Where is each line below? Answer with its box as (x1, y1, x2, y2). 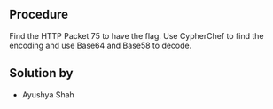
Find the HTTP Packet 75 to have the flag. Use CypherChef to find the (9, 30, 264, 41)
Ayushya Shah (21, 89, 75, 100)
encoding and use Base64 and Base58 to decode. (9, 40, 192, 51)
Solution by (9, 66, 74, 81)
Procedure (9, 7, 69, 22)
